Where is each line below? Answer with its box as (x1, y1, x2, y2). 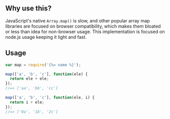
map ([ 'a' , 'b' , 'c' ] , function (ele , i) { (5, 95, 95, 100)
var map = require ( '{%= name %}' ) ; (5, 62, 81, 67)
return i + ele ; (10, 100, 44, 105)
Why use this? (5, 4, 52, 13)
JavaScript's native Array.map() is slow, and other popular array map (5, 17, 150, 23)
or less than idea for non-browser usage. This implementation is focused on (5, 28, 165, 35)
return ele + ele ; (10, 76, 50, 81)
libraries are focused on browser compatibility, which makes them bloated (5, 23, 161, 29)
